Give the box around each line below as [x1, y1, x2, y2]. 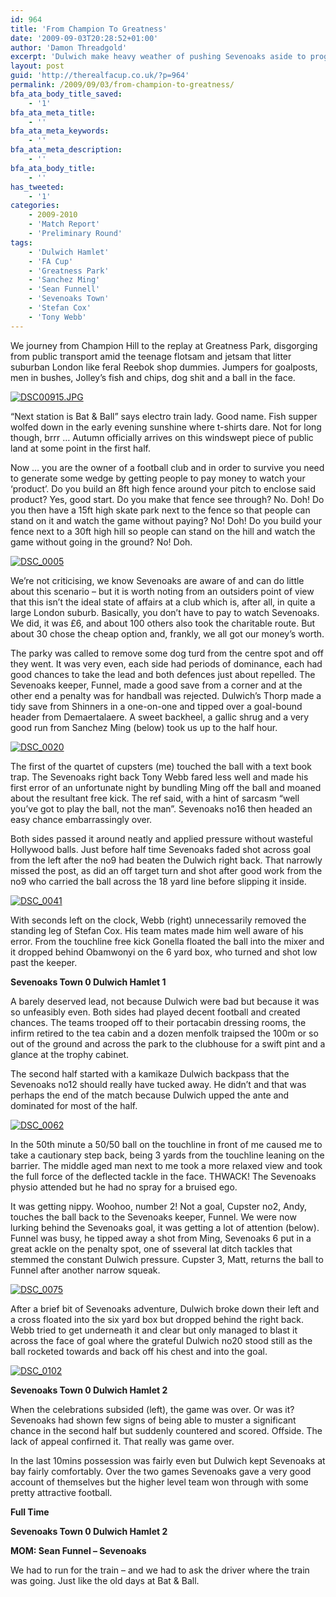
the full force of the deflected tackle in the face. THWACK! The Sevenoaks [10, 1170, 317, 1182]
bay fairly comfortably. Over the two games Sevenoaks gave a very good [10, 1465, 312, 1477]
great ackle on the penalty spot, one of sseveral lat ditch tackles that [10, 1242, 293, 1255]
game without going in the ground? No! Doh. [10, 536, 193, 548]
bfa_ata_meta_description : [10, 145, 123, 155]
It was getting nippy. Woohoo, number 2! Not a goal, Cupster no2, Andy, [10, 1200, 308, 1212]
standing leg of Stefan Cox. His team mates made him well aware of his [10, 924, 304, 936]
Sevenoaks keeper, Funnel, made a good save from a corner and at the [10, 679, 303, 691]
